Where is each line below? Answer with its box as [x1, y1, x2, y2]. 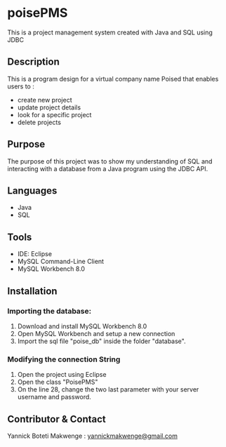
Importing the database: [7, 306, 92, 316]
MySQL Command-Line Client [17, 258, 104, 266]
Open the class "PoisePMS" [17, 378, 98, 387]
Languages [7, 185, 58, 196]
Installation [7, 285, 58, 297]
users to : [7, 82, 35, 91]
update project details [17, 103, 81, 112]
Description [7, 56, 60, 68]
